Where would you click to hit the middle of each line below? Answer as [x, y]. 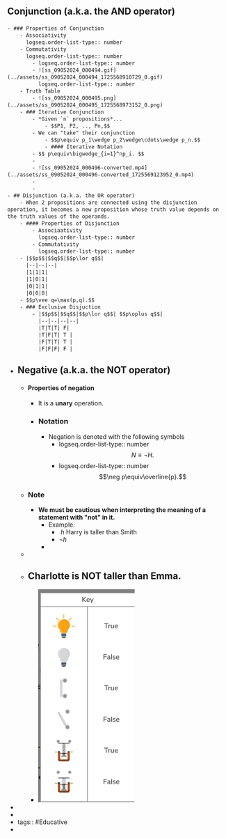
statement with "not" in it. [76, 517]
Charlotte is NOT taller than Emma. [104, 576]
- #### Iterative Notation [83, 147]
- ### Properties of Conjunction [56, 28]
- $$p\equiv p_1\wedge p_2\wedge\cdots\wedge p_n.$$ [122, 140]
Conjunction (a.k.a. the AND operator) [91, 11]
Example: [62, 525]
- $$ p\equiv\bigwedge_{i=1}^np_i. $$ [88, 154]
